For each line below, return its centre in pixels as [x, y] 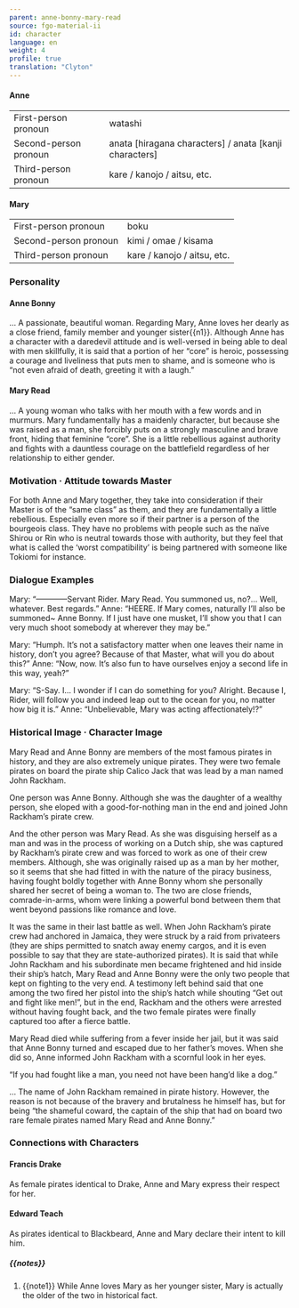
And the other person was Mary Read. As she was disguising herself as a [143, 834]
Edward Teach [36, 1214]
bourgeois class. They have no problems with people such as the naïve [139, 528]
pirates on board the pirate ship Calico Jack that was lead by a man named [146, 771]
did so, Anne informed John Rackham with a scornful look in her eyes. [138, 1057]
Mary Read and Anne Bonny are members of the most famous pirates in [141, 752]
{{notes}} [28, 1264]
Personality [35, 282]
